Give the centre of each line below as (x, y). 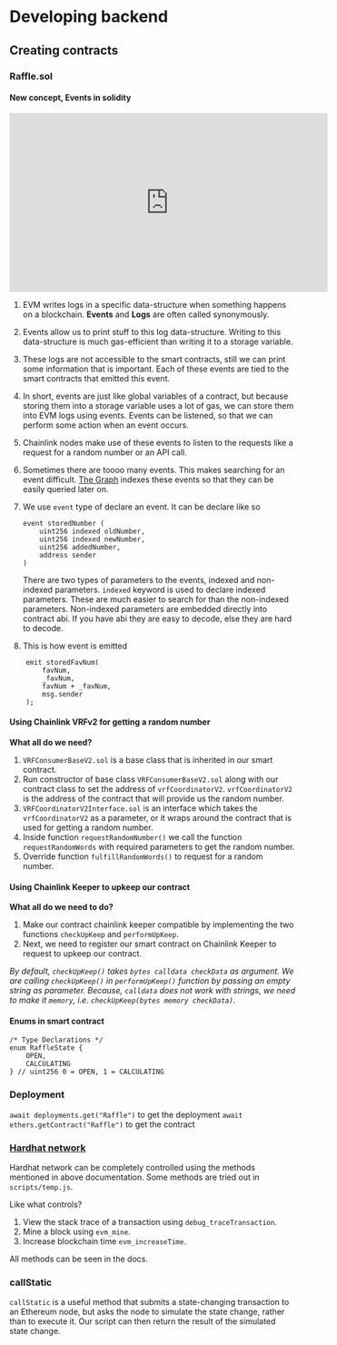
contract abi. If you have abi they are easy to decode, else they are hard (157, 618)
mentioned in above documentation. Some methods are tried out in (135, 1177)
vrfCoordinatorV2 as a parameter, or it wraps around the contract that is (157, 817)
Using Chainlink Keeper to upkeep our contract (100, 886)
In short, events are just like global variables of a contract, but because (155, 396)
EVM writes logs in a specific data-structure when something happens (154, 304)
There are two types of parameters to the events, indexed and (139, 579)
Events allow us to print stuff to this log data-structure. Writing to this (152, 331)
